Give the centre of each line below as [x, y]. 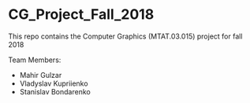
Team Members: [35, 60]
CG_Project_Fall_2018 [81, 15]
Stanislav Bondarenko [55, 91]
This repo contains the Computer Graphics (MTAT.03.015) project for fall [125, 36]
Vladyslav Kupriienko [54, 83]
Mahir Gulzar [41, 75]
